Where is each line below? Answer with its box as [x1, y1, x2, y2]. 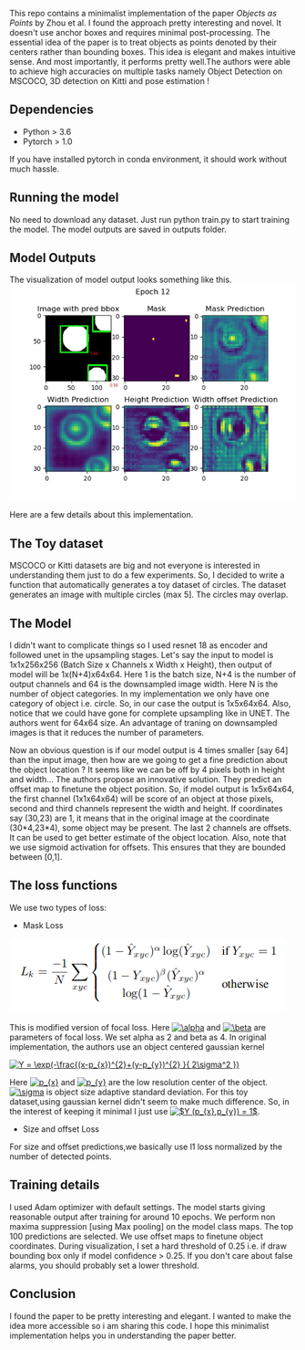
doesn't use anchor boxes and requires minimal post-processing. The [9, 27, 270, 37]
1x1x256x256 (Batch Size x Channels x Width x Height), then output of [9, 659, 273, 670]
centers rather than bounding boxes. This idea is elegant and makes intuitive [9, 47, 296, 58]
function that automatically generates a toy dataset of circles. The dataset [9, 580, 287, 591]
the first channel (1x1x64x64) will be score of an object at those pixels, [9, 793, 274, 804]
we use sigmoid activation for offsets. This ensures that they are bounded [9, 842, 286, 853]
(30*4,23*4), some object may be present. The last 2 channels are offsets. [9, 822, 292, 833]
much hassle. [9, 163, 60, 174]
